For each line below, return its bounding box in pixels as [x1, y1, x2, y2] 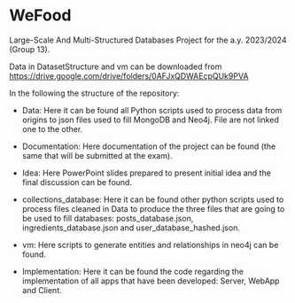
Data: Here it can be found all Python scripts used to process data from [21, 105, 283, 115]
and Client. [21, 284, 62, 295]
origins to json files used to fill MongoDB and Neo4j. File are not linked [21, 114, 279, 125]
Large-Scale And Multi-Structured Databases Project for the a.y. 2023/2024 [9, 35, 287, 45]
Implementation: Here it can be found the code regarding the [21, 266, 244, 276]
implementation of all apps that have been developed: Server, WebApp [21, 276, 280, 286]
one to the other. [21, 123, 83, 134]
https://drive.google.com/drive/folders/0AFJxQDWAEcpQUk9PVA [9, 70, 249, 81]
